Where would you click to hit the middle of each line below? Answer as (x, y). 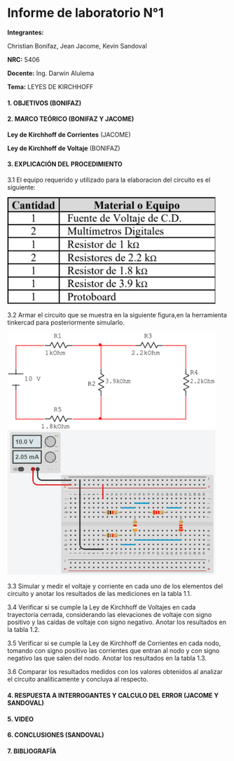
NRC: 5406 (23, 59)
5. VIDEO (20, 719)
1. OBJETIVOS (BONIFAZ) (44, 102)
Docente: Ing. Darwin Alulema (51, 73)
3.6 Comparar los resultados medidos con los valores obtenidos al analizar (115, 672)
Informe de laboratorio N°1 (85, 13)
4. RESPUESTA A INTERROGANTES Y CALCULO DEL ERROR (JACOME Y (113, 695)
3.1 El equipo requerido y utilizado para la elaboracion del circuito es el (109, 180)
